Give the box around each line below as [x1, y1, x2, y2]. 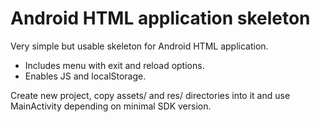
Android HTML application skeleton [10, 7, 311, 30]
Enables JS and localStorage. [24, 70, 147, 82]
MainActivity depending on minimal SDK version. [10, 100, 212, 112]
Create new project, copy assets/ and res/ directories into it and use [10, 89, 291, 101]
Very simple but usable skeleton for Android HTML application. [10, 40, 269, 52]
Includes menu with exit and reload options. [24, 59, 205, 71]
